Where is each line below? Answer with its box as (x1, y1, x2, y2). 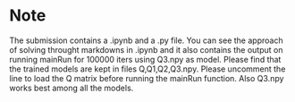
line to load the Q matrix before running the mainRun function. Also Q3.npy (9, 72, 284, 83)
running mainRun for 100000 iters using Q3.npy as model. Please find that (9, 54, 282, 64)
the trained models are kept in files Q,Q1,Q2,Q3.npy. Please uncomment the (9, 64, 286, 74)
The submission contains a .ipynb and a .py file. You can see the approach (9, 35, 283, 46)
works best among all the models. (9, 82, 134, 93)
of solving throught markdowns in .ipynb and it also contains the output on (9, 44, 283, 55)
